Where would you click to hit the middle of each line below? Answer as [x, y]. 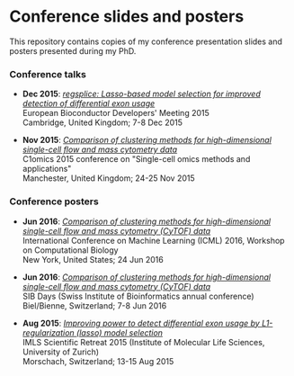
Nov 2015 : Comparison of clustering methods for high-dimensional [147, 140]
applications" [47, 169]
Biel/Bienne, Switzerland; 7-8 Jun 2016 [94, 305]
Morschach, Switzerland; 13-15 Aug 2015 [98, 361]
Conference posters [54, 201]
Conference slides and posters [127, 17]
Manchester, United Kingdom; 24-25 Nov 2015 [108, 178]
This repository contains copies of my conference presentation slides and [146, 41]
